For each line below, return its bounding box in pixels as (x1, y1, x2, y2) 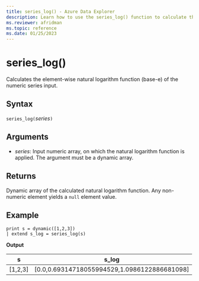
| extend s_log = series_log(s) (6, 231, 86, 237)
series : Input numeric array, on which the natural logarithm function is (14, 147, 185, 154)
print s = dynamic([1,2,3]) (6, 226, 76, 232)
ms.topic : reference (6, 25, 57, 31)
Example (6, 210, 39, 220)
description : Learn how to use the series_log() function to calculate (6, 14, 187, 20)
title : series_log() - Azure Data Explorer (6, 8, 115, 15)
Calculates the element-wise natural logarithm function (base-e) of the (6, 76, 179, 83)
